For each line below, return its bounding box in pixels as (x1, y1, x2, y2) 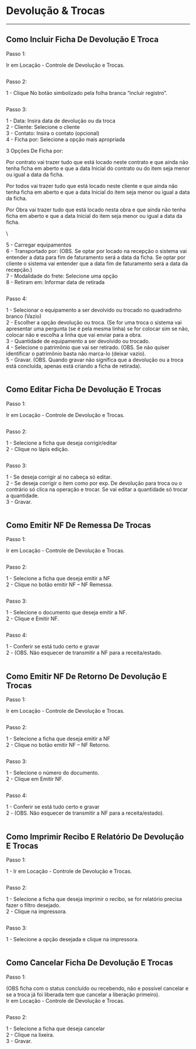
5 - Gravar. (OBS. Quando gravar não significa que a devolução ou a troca (6, 356, 184, 363)
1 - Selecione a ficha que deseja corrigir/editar (6, 439, 118, 446)
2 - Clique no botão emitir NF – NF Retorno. (6, 742, 110, 749)
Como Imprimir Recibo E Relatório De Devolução (6, 832, 184, 842)
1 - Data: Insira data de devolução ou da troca (6, 117, 116, 124)
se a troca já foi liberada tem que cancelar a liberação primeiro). (6, 991, 160, 998)
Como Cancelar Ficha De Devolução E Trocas (6, 958, 173, 968)
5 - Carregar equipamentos (6, 241, 72, 248)
